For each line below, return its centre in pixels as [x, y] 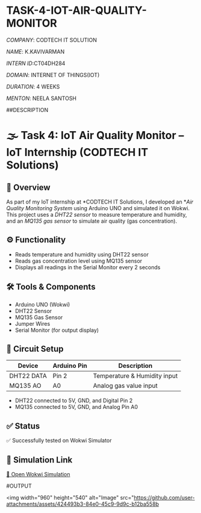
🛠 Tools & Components [51, 287]
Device [28, 366]
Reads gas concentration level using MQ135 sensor [79, 261]
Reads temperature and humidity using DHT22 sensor [82, 254]
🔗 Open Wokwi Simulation [38, 474]
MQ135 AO [25, 386]
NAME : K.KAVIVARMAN [36, 51]
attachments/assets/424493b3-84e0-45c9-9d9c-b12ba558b [83, 504]
